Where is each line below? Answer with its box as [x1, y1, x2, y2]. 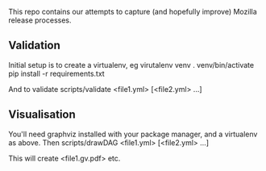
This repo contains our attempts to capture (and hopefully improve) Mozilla [8, 7, 258, 16]
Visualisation [8, 108, 77, 122]
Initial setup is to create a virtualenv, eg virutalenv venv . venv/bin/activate [8, 60, 255, 69]
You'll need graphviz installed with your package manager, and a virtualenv [8, 129, 258, 139]
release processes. [8, 15, 72, 25]
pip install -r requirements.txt [8, 69, 105, 78]
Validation [8, 39, 60, 52]
